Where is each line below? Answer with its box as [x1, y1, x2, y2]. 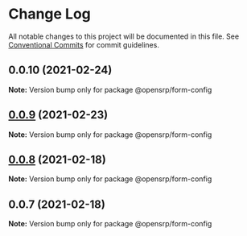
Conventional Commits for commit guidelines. [8, 39, 159, 49]
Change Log [8, 5, 91, 23]
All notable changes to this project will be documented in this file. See [8, 31, 240, 41]
